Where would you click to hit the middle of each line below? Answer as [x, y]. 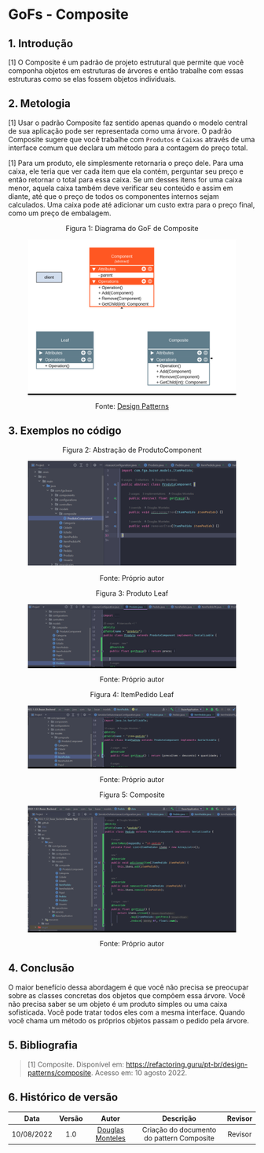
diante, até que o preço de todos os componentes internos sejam [114, 196]
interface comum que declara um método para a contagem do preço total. [128, 148]
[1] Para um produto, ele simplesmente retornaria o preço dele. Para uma [126, 163]
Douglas [110, 1130]
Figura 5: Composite [132, 795]
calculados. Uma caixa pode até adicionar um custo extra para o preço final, [132, 204]
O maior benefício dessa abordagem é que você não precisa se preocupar [128, 987]
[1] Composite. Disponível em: [75, 1064]
